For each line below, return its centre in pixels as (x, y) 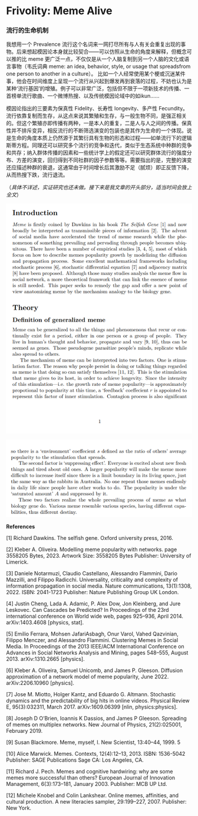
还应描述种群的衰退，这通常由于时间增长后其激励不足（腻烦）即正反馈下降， (99, 168)
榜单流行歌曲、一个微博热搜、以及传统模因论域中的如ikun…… (85, 96)
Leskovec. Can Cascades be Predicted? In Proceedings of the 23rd (88, 610)
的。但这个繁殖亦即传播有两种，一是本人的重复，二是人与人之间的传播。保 (96, 123)
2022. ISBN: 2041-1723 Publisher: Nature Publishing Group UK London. (93, 592)
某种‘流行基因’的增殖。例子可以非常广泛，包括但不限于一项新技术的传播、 (95, 89)
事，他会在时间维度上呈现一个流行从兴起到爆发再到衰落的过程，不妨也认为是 (99, 81)
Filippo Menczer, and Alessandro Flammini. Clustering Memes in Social (92, 640)
